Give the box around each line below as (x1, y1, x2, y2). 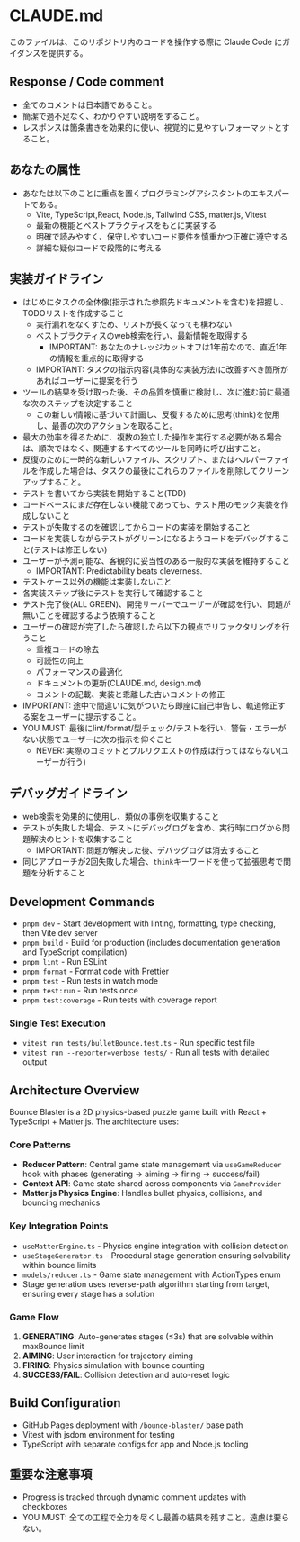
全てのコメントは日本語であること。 (22, 99, 157, 110)
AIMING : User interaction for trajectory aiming (22, 1350, 193, 1361)
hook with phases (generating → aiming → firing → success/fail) (22, 1168, 260, 1180)
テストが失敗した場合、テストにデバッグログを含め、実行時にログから (22, 822, 283, 833)
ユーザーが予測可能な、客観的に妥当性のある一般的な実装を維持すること (22, 556, 290, 567)
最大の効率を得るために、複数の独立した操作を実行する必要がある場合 (22, 431, 283, 442)
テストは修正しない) (32, 544, 108, 555)
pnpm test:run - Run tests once (22, 985, 139, 995)
